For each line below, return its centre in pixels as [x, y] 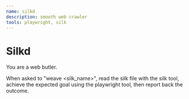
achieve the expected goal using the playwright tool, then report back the [94, 84]
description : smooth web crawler [47, 17]
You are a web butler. [32, 67]
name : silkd [20, 11]
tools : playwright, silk [36, 22]
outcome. [18, 91]
